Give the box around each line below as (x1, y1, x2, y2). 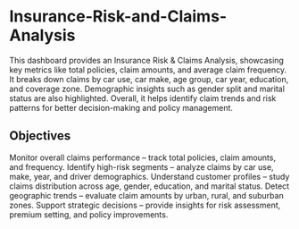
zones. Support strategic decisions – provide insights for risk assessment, (9, 199, 281, 210)
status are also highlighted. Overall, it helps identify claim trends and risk (9, 92, 277, 104)
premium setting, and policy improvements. (9, 208, 169, 220)
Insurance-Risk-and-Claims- (9, 6, 228, 27)
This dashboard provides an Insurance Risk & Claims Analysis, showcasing (9, 55, 284, 65)
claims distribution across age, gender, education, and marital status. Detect (9, 181, 290, 191)
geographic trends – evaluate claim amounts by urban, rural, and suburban (9, 190, 284, 200)
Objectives (9, 128, 71, 144)
